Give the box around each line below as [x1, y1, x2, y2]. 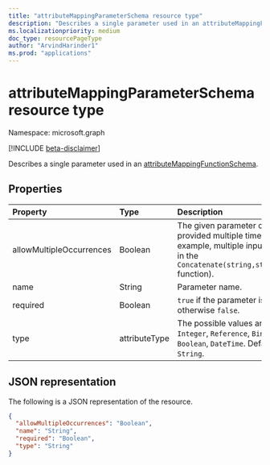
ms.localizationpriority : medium [8, 27, 121, 35]
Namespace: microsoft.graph [8, 127, 105, 137]
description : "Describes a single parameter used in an [8, 19, 199, 27]
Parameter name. [177, 281, 243, 293]
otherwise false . [177, 304, 240, 315]
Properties [8, 182, 63, 196]
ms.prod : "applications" [8, 49, 92, 57]
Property [12, 206, 47, 218]
